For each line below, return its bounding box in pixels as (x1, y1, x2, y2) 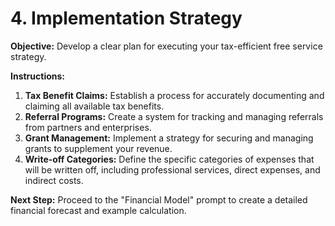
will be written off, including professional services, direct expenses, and (24, 163, 321, 176)
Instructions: (10, 70, 66, 82)
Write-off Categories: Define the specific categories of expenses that (24, 153, 315, 165)
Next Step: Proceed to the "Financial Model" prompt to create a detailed (10, 193, 308, 206)
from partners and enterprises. (24, 121, 152, 133)
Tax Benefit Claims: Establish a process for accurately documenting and (24, 89, 325, 101)
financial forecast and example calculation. (10, 204, 187, 216)
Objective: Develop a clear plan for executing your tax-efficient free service (10, 40, 323, 52)
